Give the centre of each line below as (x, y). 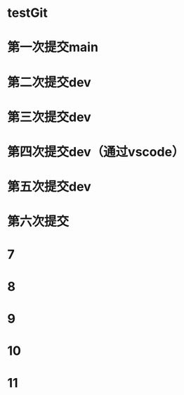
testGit (27, 13)
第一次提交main (53, 48)
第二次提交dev (49, 82)
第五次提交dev (49, 187)
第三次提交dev (49, 117)
